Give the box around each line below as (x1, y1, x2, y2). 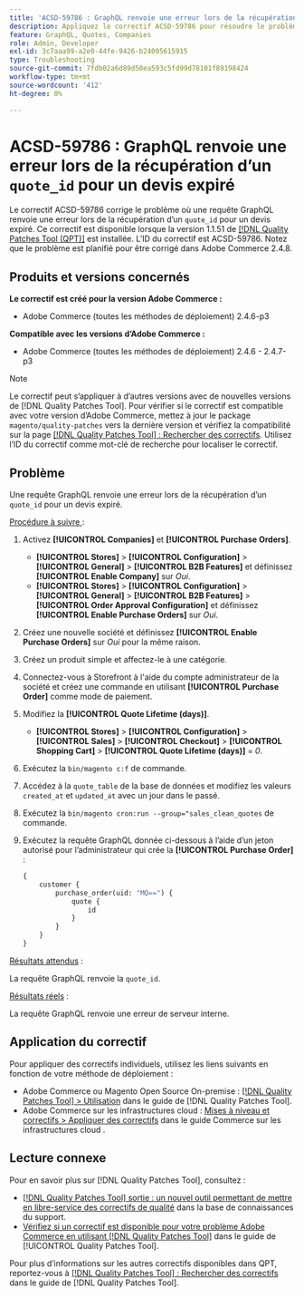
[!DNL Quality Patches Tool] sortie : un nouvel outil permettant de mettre (22, 1192, 292, 1203)
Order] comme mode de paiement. (22, 691, 153, 702)
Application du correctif (9, 1034, 147, 1050)
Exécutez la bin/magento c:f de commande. (22, 763, 187, 774)
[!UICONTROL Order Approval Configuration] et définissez (35, 600, 259, 611)
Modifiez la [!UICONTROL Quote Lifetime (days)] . (22, 709, 210, 720)
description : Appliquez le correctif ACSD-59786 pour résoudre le (9, 22, 265, 31)
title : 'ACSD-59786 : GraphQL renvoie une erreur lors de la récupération (9, 13, 298, 23)
